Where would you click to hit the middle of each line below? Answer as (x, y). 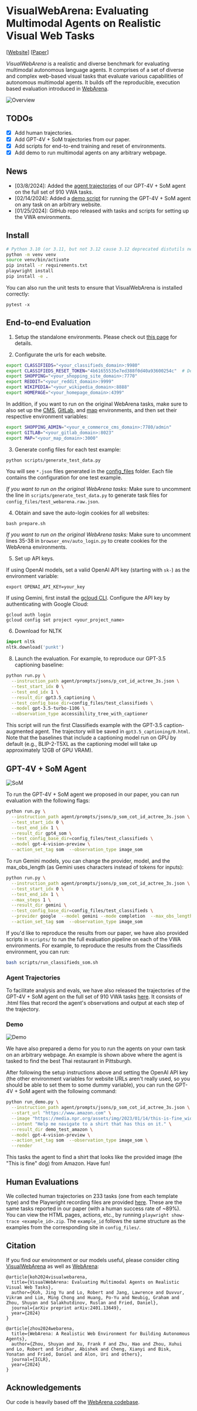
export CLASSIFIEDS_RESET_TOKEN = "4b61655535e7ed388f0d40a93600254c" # (95, 371)
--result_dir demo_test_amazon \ (52, 1129)
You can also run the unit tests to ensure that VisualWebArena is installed (94, 287)
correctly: (18, 294)
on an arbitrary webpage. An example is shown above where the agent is (94, 1055)
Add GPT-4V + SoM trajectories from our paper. (72, 139)
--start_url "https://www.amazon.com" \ (61, 1113)
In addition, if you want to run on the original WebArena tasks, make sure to (97, 404)
